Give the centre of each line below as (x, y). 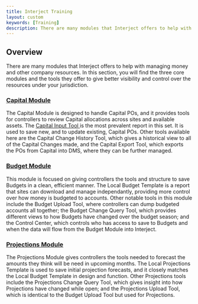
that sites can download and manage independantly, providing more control (98, 191)
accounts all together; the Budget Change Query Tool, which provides (91, 210)
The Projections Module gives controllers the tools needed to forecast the (96, 257)
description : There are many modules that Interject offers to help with (99, 28)
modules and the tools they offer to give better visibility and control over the (98, 79)
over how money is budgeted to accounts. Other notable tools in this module (99, 198)
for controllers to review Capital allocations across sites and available (90, 119)
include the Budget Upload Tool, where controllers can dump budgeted (93, 204)
